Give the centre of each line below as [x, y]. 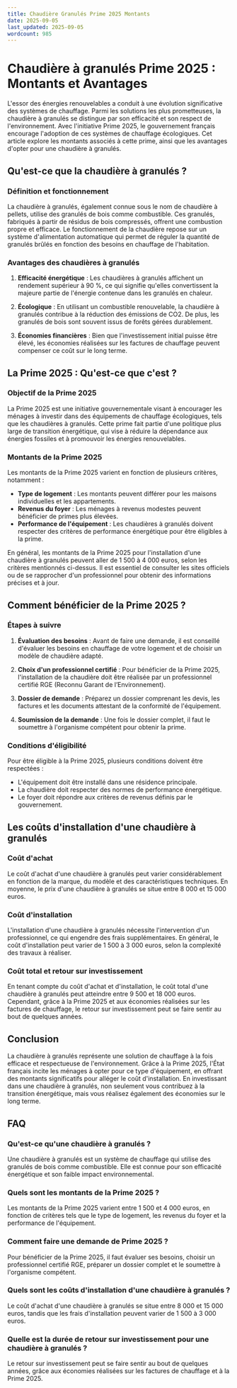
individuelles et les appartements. [67, 501]
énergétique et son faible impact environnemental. [81, 1174]
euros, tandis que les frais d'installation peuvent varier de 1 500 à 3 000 [112, 1313]
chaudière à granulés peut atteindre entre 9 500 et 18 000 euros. [102, 994]
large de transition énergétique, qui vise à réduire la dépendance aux [108, 431]
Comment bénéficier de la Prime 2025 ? [97, 605]
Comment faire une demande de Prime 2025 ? [88, 1241]
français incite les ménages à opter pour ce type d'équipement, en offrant [115, 1071]
